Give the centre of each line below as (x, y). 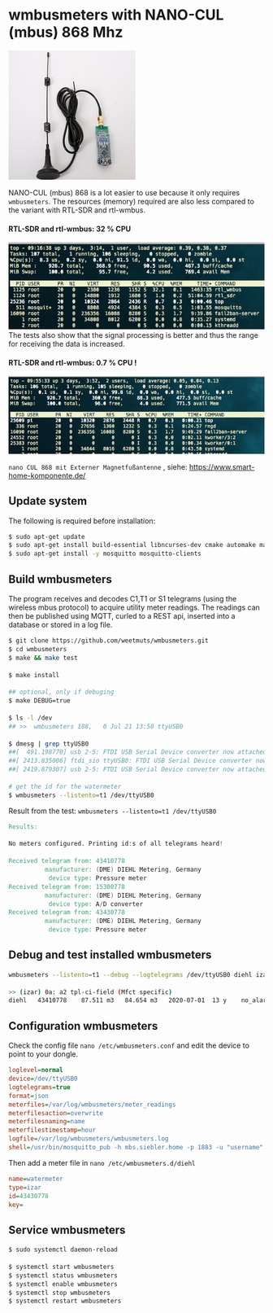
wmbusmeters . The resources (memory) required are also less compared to (131, 201)
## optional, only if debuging (61, 692)
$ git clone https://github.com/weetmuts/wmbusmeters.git (108, 641)
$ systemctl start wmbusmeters (61, 1267)
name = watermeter (36, 1179)
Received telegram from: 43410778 (67, 861)
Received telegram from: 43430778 (67, 913)
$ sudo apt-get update (47, 536)
